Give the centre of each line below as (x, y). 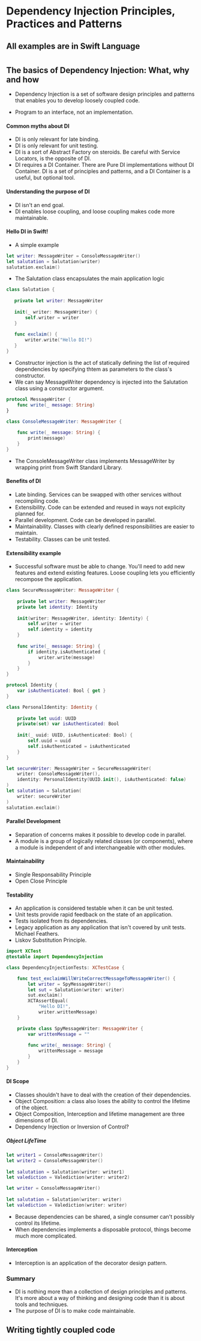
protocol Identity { (32, 685)
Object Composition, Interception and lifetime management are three (100, 1114)
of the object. (31, 1108)
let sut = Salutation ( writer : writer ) (76, 990)
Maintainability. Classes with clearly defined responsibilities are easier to (105, 526)
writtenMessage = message (70, 1051)
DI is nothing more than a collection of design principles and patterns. (101, 1292)
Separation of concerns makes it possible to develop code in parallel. (100, 835)
